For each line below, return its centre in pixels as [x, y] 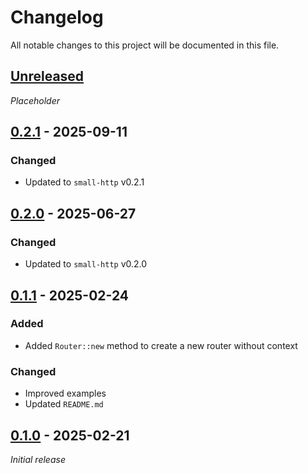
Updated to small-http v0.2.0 [86, 264]
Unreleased [47, 76]
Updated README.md [64, 404]
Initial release [38, 459]
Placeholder [35, 100]
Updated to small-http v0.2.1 [84, 182]
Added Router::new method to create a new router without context [161, 345]
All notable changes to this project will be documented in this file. [145, 45]
